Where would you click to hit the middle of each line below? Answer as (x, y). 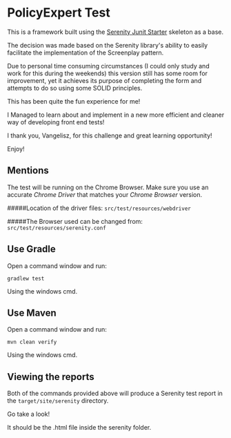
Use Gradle (32, 249)
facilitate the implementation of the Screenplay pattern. (86, 53)
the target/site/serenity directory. (58, 401)
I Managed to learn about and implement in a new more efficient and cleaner (116, 115)
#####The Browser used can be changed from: (75, 221)
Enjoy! (16, 149)
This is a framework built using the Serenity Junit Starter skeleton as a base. (115, 32)
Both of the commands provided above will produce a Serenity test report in (115, 393)
